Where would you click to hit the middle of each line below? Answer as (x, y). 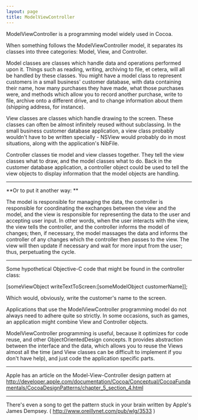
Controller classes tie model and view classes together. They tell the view (95, 154)
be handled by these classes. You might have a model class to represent (94, 75)
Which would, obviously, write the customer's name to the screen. (86, 297)
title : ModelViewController (41, 17)
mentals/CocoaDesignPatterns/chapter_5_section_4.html (75, 388)
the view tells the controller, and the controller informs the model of (88, 227)
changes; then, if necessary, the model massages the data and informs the (97, 233)
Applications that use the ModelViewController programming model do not (96, 309)
